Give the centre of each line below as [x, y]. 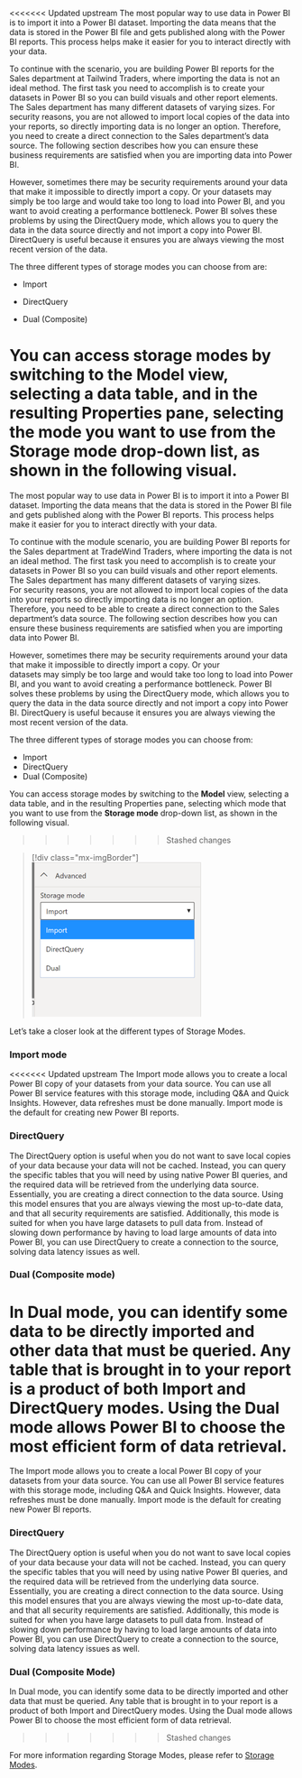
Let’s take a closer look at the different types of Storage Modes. [128, 1031]
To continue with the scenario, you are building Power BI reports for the [142, 69]
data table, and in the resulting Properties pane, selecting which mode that [148, 803]
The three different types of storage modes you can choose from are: [138, 267]
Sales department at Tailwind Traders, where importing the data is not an [145, 78]
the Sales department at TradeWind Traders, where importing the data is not [151, 551]
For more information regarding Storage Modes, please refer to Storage [142, 1755]
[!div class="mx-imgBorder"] [85, 857]
